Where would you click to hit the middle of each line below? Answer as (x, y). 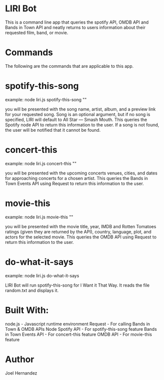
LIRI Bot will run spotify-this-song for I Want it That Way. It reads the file (77, 285)
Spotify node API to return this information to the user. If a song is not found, (82, 125)
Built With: (27, 310)
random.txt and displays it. (32, 290)
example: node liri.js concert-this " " (41, 163)
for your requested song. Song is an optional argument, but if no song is (78, 114)
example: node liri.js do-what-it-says (42, 275)
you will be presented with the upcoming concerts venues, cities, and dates (81, 173)
